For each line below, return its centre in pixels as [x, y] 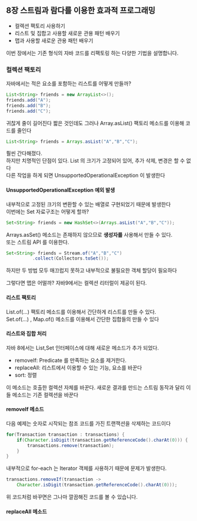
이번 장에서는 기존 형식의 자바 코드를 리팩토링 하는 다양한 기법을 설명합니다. [92, 53]
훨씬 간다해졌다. [24, 153]
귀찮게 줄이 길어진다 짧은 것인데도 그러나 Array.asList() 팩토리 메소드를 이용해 [95, 123]
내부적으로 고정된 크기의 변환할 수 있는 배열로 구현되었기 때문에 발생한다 [89, 204]
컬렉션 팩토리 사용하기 [40, 26]
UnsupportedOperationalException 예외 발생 [61, 190]
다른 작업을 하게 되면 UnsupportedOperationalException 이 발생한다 [86, 176]
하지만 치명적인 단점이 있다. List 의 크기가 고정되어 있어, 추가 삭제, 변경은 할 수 [96, 161]
